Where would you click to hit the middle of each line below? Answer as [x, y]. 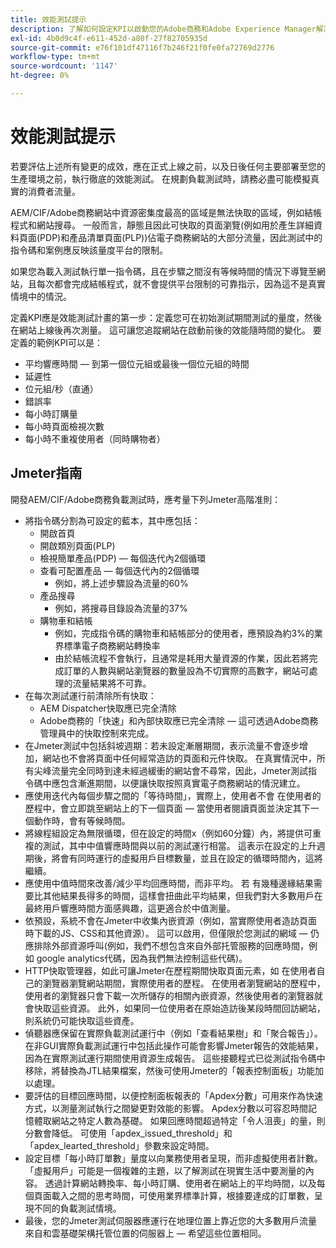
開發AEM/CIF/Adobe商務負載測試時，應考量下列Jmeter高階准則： [146, 499]
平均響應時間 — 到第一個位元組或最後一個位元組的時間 [137, 363]
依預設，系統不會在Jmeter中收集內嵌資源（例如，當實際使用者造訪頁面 [171, 920]
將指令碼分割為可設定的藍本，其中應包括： [112, 520]
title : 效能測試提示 [48, 19]
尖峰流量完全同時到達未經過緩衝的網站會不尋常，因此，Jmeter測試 [171, 770]
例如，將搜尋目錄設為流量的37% [121, 608]
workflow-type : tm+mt [55, 57]
